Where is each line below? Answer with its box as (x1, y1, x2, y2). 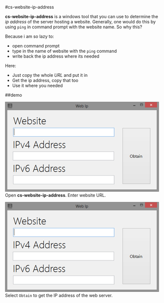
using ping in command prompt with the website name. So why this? (5, 24, 143, 30)
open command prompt (12, 43, 60, 48)
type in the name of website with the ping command (12, 48, 117, 54)
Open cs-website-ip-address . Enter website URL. (5, 193, 106, 198)
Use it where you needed (12, 83, 63, 88)
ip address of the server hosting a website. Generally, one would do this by (5, 19, 156, 24)
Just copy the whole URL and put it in (12, 72, 88, 78)
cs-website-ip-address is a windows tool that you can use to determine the (5, 14, 159, 19)
